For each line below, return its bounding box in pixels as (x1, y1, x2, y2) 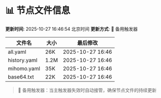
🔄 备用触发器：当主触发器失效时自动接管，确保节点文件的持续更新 (17, 87, 157, 93)
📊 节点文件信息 (5, 5, 71, 16)
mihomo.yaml (8, 65, 40, 72)
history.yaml (8, 56, 37, 64)
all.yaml (8, 48, 27, 55)
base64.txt (8, 73, 34, 80)
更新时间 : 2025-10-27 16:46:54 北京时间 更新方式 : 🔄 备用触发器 (5, 26, 138, 32)
